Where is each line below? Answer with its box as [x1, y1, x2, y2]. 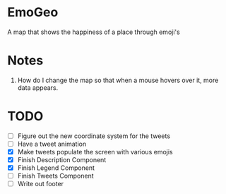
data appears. [17, 83, 59, 92]
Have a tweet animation [17, 139, 87, 148]
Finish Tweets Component [17, 171, 94, 181]
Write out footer [17, 180, 64, 188]
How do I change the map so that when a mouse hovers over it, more [17, 76, 219, 84]
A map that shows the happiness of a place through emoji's [7, 28, 180, 36]
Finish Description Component [17, 156, 107, 164]
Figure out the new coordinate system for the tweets [17, 132, 171, 140]
